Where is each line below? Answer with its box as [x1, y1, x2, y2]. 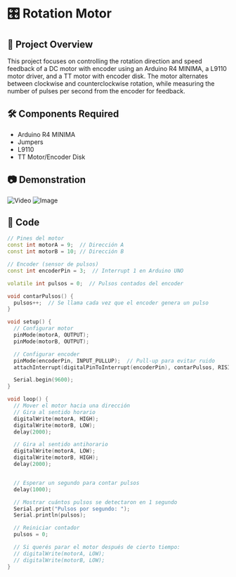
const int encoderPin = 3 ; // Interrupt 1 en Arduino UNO [7, 267, 184, 274]
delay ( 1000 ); [13, 486, 52, 493]
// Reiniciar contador [13, 524, 80, 531]
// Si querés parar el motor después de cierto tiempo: [13, 544, 181, 551]
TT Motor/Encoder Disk [17, 153, 86, 161]
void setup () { [7, 318, 52, 325]
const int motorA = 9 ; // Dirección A [7, 242, 124, 249]
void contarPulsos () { [7, 292, 74, 299]
